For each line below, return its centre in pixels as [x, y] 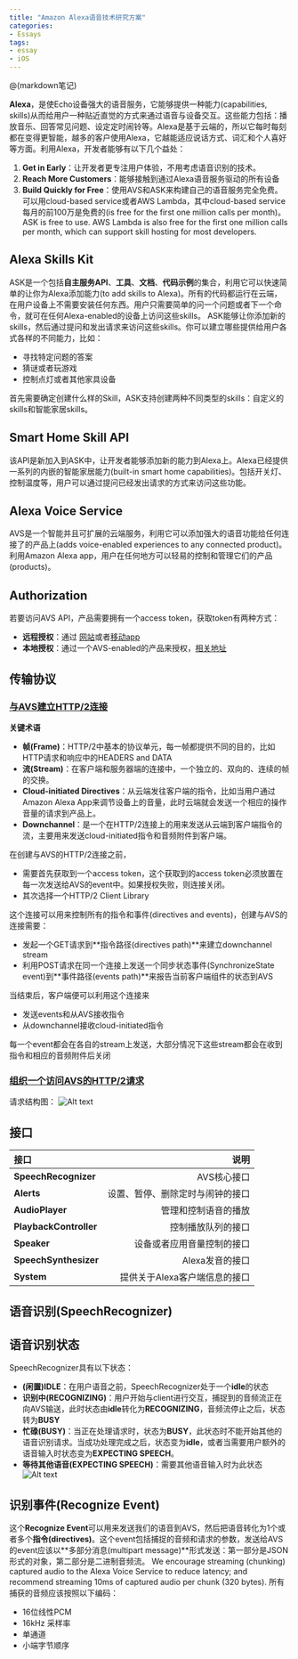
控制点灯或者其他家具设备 [69, 378]
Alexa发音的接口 [216, 1261]
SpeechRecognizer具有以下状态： [71, 1368]
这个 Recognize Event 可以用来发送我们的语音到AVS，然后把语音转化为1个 [144, 1528]
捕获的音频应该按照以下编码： [64, 1593]
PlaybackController [56, 1227]
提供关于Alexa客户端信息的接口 [185, 1277]
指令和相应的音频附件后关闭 [60, 1055]
